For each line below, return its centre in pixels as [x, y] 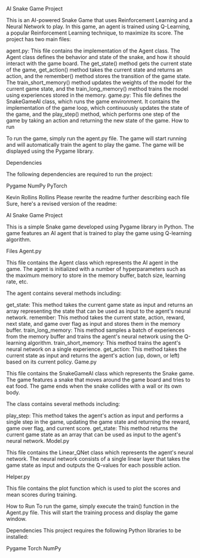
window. [16, 519]
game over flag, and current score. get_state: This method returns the [92, 428]
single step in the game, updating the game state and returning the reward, [98, 422]
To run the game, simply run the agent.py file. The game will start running [96, 138]
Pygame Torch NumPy [34, 548]
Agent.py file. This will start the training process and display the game [92, 512]
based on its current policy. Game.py [51, 362]
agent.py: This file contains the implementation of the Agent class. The [93, 51]
